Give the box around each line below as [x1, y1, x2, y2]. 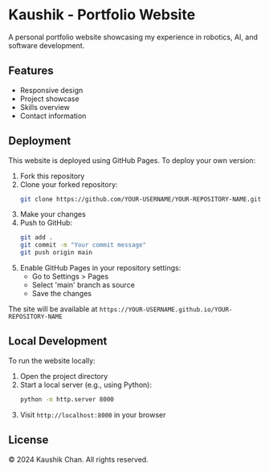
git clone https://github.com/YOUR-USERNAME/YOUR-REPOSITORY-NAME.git [19, 195, 262, 203]
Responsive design [19, 85, 84, 95]
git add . [19, 234, 54, 242]
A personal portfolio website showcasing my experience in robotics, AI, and [8, 32, 259, 42]
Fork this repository [19, 171, 85, 181]
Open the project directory [19, 371, 108, 380]
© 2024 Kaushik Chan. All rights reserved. [8, 454, 149, 464]
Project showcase [19, 94, 79, 104]
